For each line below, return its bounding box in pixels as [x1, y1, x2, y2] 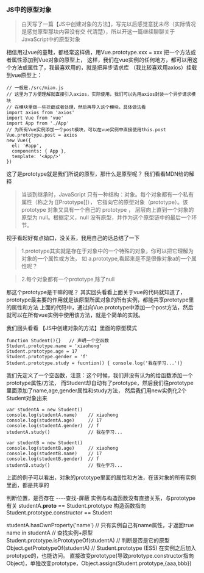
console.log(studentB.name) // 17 [6, 450, 102, 457]
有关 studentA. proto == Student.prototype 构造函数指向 [6, 502, 146, 510]
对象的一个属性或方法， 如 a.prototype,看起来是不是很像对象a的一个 [21, 255, 192, 262]
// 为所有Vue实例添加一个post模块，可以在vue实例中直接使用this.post [6, 127, 166, 133]
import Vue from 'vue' [6, 115, 64, 121]
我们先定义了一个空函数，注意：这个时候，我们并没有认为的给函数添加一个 [6, 372, 193, 379]
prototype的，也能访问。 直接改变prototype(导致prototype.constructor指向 [6, 552, 194, 560]
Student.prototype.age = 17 [6, 348, 78, 355]
